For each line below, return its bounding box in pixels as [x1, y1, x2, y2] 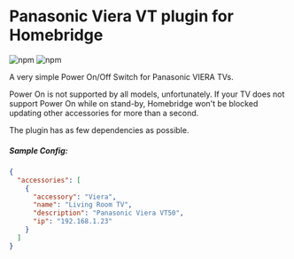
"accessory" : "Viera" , [32, 192, 117, 201]
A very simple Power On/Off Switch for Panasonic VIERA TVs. [9, 71, 234, 82]
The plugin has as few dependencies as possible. [9, 124, 190, 135]
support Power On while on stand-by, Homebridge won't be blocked [9, 98, 259, 108]
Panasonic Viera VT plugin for [9, 6, 235, 27]
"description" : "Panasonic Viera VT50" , [32, 208, 184, 218]
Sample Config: [9, 145, 68, 156]
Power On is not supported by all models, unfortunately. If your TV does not [9, 89, 285, 99]
